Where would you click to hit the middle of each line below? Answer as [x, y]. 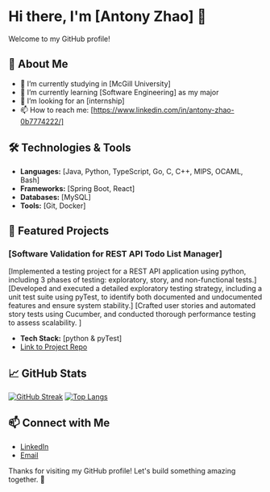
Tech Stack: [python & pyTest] [71, 339]
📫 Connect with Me [59, 423]
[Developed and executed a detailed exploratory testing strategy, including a [135, 289]
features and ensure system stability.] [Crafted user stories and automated [132, 306]
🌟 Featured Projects [59, 230]
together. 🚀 [27, 479]
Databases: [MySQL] [55, 197]
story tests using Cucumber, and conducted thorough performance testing [132, 315]
